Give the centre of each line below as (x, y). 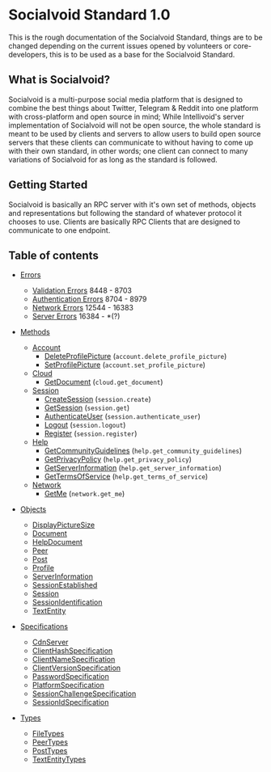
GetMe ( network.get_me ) (85, 494)
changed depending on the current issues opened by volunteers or (120, 45)
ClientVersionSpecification (76, 668)
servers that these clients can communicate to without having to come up (131, 142)
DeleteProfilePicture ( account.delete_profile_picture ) (135, 356)
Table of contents (53, 255)
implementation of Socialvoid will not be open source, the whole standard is (135, 125)
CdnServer (50, 642)
